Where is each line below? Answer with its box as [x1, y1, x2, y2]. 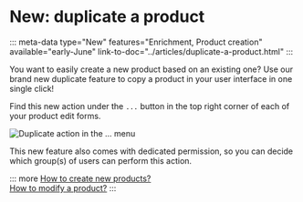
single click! [9, 83, 55, 94]
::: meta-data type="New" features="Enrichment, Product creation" [9, 36, 263, 47]
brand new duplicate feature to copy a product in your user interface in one [9, 73, 293, 84]
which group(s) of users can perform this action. [9, 155, 193, 166]
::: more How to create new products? [9, 173, 151, 184]
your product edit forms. [9, 110, 101, 121]
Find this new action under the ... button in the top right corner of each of [9, 100, 290, 111]
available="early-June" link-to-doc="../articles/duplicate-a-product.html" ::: [9, 45, 294, 56]
